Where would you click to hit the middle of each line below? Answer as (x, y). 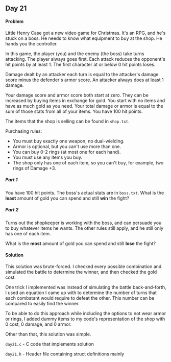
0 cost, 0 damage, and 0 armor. (38, 324)
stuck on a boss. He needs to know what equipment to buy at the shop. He (84, 38)
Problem (15, 21)
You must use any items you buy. (47, 157)
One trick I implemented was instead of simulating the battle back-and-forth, (86, 287)
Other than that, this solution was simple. (48, 334)
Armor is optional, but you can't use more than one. (67, 146)
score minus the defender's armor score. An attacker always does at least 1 (85, 80)
